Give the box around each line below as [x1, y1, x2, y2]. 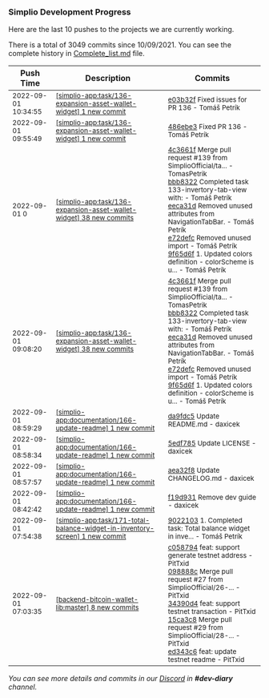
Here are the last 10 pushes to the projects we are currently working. [8, 25, 235, 34]
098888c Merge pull [167, 567, 234, 576]
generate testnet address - [167, 551, 254, 560]
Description [85, 73, 131, 84]
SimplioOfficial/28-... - [167, 631, 240, 640]
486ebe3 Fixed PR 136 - [167, 123, 248, 131]
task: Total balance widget [167, 524, 251, 533]
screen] [55, 532, 80, 541]
